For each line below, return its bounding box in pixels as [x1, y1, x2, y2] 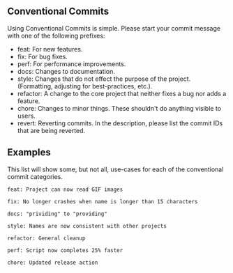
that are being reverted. [17, 126, 86, 134]
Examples [7, 146, 51, 159]
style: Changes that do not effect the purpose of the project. [17, 75, 191, 83]
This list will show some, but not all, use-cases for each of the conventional [7, 165, 224, 173]
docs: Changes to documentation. [17, 67, 115, 75]
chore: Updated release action [7, 259, 98, 266]
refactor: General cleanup [7, 235, 86, 242]
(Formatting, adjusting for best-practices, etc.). [17, 81, 153, 90]
